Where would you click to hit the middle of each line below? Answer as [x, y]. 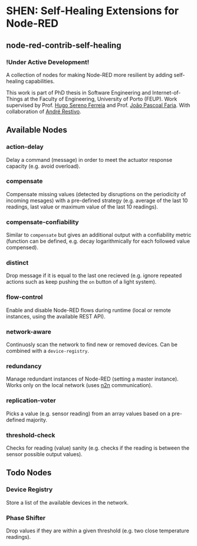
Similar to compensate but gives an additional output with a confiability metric [99, 235]
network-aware [29, 331]
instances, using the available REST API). [56, 316]
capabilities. [40, 81]
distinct [17, 263]
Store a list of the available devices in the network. [67, 502]
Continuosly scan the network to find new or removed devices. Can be [92, 344]
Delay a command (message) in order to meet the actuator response [89, 160]
